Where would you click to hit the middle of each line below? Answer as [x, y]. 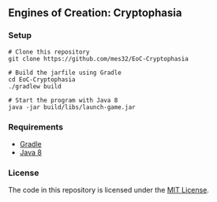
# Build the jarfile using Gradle [65, 73]
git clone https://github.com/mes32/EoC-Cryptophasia [99, 58]
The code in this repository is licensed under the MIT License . [108, 190]
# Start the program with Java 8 [63, 100]
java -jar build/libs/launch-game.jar [72, 107]
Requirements [36, 127]
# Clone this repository [49, 52]
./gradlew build [35, 86]
